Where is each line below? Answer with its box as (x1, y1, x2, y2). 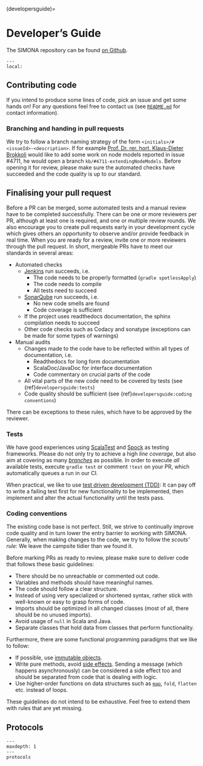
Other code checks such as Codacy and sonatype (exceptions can (24, 325, 191, 333)
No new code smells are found (33, 299, 110, 307)
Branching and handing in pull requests (6, 124, 124, 132)
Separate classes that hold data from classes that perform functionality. (15, 624, 195, 631)
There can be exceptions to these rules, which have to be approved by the (6, 408, 192, 415)
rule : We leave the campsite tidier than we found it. (6, 542, 133, 550)
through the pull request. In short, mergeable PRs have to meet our (6, 242, 173, 250)
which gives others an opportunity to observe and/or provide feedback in (6, 230, 190, 237)
